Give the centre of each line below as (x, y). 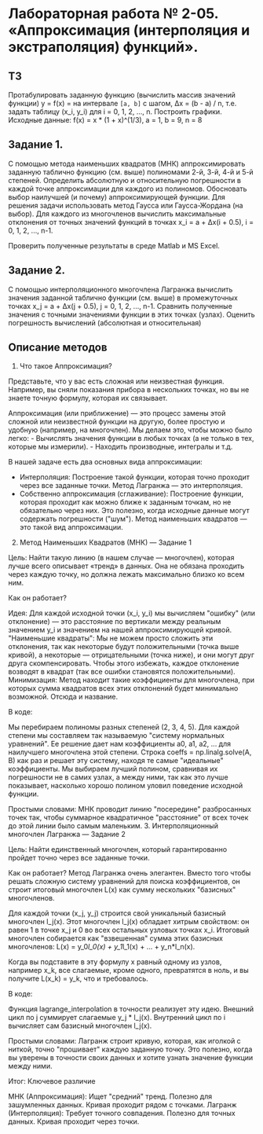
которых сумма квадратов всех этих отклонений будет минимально (123, 688)
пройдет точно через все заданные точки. (79, 858)
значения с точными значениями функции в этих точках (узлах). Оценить (131, 314)
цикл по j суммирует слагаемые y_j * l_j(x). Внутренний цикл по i (117, 1018)
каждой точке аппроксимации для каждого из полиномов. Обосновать (128, 189)
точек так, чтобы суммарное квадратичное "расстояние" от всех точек (128, 817)
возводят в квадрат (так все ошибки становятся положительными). (122, 672)
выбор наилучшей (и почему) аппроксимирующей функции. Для (117, 196)
